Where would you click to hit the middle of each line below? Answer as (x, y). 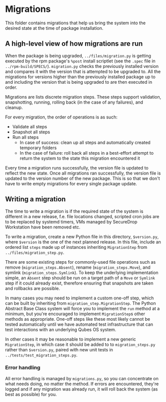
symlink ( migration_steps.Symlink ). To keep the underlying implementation (82, 272)
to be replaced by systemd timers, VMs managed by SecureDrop (71, 222)
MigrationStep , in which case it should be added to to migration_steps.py (80, 344)
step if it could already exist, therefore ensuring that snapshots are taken (79, 283)
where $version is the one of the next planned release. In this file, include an (83, 242)
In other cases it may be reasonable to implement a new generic (71, 339)
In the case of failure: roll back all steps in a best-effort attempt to (86, 153)
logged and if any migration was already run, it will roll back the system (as (82, 389)
